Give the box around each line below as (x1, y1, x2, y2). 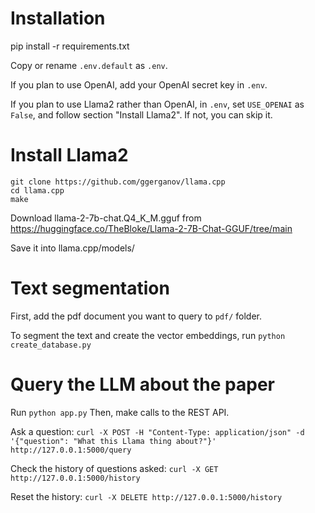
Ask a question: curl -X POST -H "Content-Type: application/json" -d (10, 425, 305, 437)
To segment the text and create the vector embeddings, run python (10, 329, 286, 341)
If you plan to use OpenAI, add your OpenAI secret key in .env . (10, 78, 268, 91)
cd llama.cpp (10, 185, 65, 196)
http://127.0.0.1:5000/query (10, 445, 132, 455)
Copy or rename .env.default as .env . (10, 59, 168, 71)
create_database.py (10, 340, 92, 350)
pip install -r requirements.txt (10, 40, 130, 52)
